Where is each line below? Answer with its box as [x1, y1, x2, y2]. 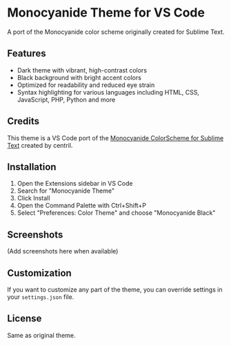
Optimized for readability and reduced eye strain [17, 81, 155, 89]
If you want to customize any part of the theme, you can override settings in [7, 285, 223, 294]
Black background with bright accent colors [17, 73, 141, 81]
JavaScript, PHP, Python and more [17, 95, 116, 104]
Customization [7, 267, 72, 279]
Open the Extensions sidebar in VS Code [17, 180, 133, 188]
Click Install [17, 194, 50, 202]
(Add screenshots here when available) [7, 247, 119, 256]
